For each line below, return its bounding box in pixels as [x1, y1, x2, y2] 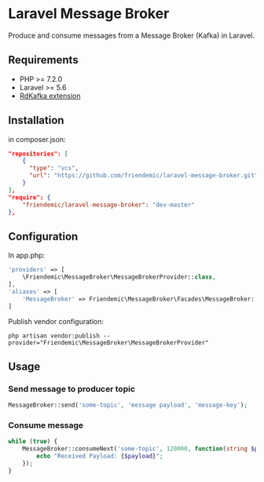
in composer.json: [8, 134, 66, 144]
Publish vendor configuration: [8, 316, 104, 326]
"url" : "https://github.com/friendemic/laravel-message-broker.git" [28, 172, 258, 180]
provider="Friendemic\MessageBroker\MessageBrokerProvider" [8, 338, 210, 346]
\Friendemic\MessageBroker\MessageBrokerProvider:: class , [22, 273, 216, 281]
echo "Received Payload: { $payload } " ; [36, 452, 163, 460]
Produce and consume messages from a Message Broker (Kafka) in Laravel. [8, 31, 255, 40]
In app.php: [8, 250, 46, 260]
